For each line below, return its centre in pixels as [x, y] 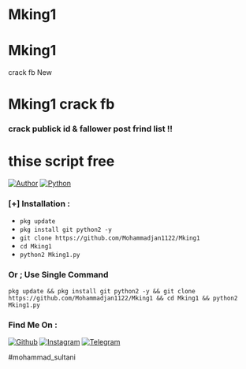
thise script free [61, 161]
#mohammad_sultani [42, 357]
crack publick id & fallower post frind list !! [91, 129]
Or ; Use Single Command [58, 275]
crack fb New [30, 73]
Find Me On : [33, 325]
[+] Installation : [39, 204]
